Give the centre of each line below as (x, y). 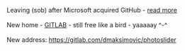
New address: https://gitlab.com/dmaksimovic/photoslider (91, 40)
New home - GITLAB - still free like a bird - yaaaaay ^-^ (87, 25)
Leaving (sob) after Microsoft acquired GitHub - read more (92, 10)
